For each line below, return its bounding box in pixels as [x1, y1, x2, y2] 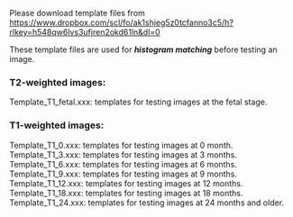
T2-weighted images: [9, 76, 106, 88]
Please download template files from [9, 8, 146, 18]
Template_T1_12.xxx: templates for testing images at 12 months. [9, 177, 243, 188]
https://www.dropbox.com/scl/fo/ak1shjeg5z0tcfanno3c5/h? [9, 17, 234, 28]
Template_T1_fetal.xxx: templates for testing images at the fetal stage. [9, 96, 268, 107]
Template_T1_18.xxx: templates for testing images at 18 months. [9, 187, 243, 198]
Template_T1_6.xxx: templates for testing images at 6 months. [9, 158, 237, 169]
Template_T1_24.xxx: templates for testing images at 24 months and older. [9, 197, 285, 208]
